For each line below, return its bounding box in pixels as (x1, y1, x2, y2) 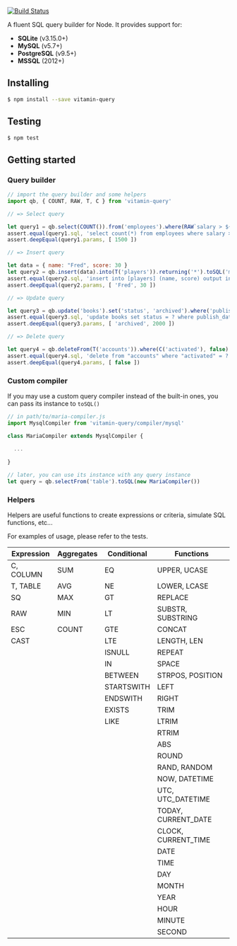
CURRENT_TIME (157, 835, 211, 845)
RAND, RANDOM (157, 763, 213, 773)
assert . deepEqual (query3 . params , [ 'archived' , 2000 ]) (7, 321, 175, 328)
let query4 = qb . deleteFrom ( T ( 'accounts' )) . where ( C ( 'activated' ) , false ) (7, 346, 229, 353)
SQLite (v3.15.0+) (17, 34, 68, 42)
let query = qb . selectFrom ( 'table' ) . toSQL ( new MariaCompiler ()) (7, 478, 200, 485)
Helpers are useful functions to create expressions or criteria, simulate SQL (7, 511, 226, 519)
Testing (7, 115, 42, 127)
